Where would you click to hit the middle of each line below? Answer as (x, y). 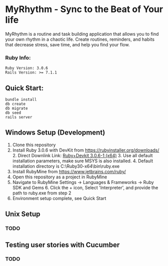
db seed (13, 113)
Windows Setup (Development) (55, 133)
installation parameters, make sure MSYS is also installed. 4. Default (83, 161)
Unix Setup (23, 214)
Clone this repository (34, 145)
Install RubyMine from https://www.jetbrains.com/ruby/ (69, 171)
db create (16, 104)
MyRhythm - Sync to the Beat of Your (84, 9)
